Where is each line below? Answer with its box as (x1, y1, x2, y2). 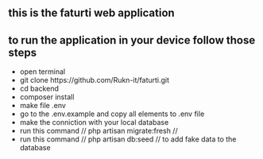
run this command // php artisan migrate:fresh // (19, 126, 178, 136)
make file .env (19, 101, 66, 111)
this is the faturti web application (8, 6, 175, 20)
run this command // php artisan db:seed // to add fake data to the (19, 134, 237, 144)
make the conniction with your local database (19, 118, 169, 127)
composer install (19, 92, 75, 102)
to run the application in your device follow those (8, 33, 256, 47)
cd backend (19, 83, 60, 94)
